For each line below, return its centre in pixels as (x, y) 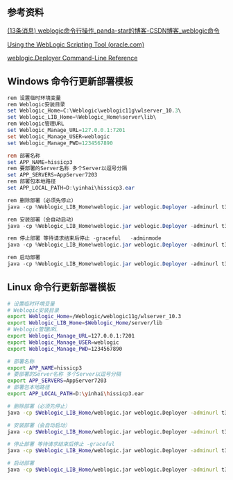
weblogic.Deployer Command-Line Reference (72, 58)
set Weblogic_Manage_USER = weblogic (59, 136)
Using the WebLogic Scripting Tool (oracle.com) (76, 44)
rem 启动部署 (24, 258)
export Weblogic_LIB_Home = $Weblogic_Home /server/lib (85, 323)
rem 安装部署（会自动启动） (42, 220)
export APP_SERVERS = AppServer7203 (57, 381)
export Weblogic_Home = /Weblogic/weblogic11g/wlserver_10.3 (94, 317)
